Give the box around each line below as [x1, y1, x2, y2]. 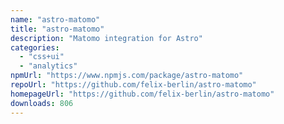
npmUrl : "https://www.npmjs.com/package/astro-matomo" [10, 71, 244, 81]
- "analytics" [19, 61, 78, 71]
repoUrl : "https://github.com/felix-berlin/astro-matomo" [10, 80, 257, 90]
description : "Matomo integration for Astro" [10, 33, 203, 43]
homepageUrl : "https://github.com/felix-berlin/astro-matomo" [10, 89, 275, 99]
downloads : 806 [10, 98, 74, 108]
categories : [10, 42, 60, 53]
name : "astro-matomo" [10, 14, 101, 25]
